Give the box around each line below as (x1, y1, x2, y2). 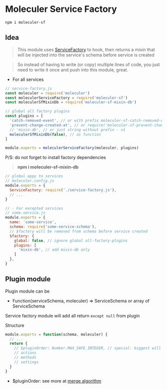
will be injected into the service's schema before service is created (17, 52, 155, 58)
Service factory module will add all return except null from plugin (5, 312, 140, 318)
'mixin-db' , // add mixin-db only (18, 247, 90, 252)
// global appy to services (5, 174, 64, 179)
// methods (14, 355, 37, 360)
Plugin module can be (5, 288, 50, 294)
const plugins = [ (5, 113, 43, 119)
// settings (14, 359, 39, 365)
